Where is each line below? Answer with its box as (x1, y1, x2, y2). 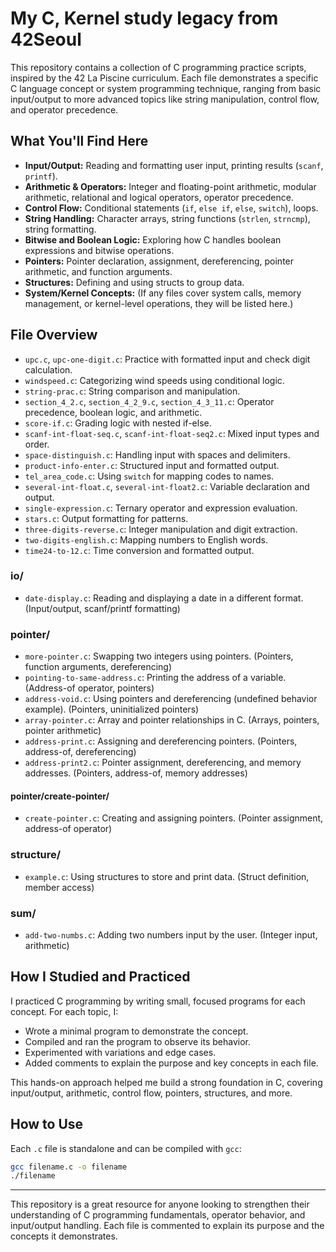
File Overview (10, 327, 98, 344)
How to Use (10, 1116, 84, 1133)
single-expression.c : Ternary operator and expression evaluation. (24, 502, 298, 514)
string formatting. (24, 223, 97, 235)
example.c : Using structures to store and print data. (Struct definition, (24, 870, 310, 882)
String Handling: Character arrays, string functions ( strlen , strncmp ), (24, 212, 311, 224)
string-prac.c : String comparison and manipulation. (24, 385, 241, 397)
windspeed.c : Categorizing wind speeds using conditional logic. (24, 374, 285, 386)
